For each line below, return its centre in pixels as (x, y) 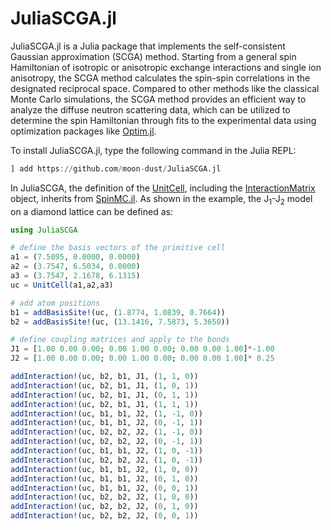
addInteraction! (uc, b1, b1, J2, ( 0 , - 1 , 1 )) (106, 423)
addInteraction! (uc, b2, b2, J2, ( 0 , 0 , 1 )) (104, 516)
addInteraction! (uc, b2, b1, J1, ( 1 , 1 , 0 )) (104, 377)
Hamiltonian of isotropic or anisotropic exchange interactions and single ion (166, 67)
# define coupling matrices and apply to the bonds (120, 340)
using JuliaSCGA (44, 230)
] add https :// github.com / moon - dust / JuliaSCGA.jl (116, 168)
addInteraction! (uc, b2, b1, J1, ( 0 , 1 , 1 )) (104, 395)
